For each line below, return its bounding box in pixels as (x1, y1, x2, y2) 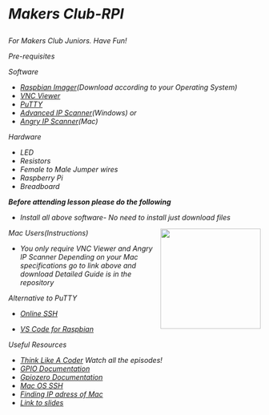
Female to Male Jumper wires (19, 165, 118, 175)
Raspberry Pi (19, 173, 63, 183)
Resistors (19, 156, 51, 166)
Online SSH (19, 309, 58, 319)
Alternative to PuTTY (8, 293, 78, 303)
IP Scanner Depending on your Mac (19, 252, 139, 262)
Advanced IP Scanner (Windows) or (19, 108, 138, 118)
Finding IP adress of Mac (19, 389, 103, 399)
